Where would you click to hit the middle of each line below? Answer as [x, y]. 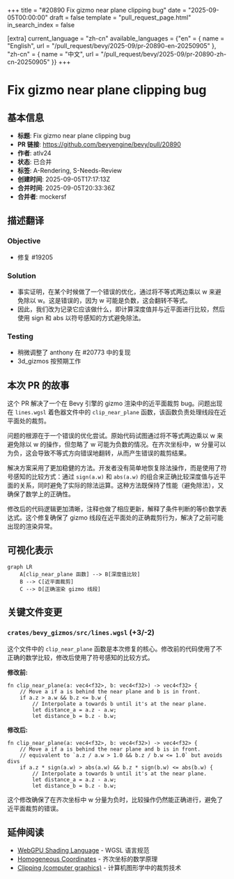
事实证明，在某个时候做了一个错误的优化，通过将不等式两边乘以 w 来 [116, 292]
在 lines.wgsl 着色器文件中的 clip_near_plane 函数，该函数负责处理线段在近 [117, 412]
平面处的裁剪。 [29, 421]
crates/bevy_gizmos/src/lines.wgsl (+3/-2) [81, 633]
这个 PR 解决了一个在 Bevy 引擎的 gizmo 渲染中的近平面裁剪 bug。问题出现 [115, 403]
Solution [22, 276]
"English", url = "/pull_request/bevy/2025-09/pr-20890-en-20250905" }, [112, 46]
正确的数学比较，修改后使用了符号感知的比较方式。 [80, 657]
